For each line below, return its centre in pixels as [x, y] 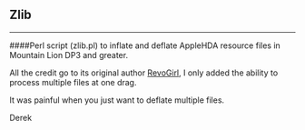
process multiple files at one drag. [73, 82]
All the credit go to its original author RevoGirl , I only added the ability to [144, 73]
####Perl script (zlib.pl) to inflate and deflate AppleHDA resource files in [145, 45]
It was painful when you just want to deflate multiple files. [117, 100]
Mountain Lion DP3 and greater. [69, 55]
